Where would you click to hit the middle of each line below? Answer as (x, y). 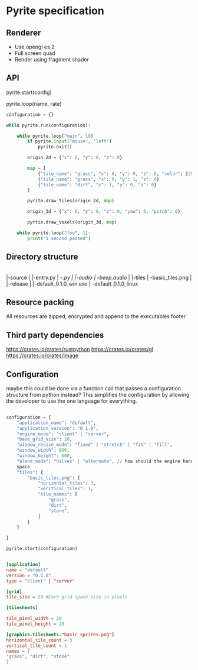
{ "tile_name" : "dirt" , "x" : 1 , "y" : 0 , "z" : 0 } (97, 185)
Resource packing (40, 302)
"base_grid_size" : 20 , (44, 439)
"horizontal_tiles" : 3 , (67, 483)
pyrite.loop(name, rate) (34, 103)
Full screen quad (35, 53)
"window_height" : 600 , (44, 456)
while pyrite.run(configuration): (49, 125)
